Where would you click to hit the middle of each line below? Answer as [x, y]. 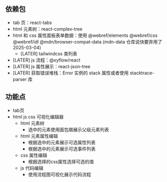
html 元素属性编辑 [39, 136]
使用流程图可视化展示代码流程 [59, 174]
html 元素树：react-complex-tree [48, 29]
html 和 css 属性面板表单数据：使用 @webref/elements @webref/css [85, 35]
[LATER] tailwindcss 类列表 [49, 53]
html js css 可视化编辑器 [38, 116]
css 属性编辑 [34, 155]
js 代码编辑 [32, 168]
